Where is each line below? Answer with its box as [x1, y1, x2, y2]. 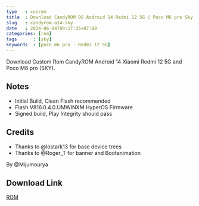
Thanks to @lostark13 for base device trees [14, 143, 122, 150]
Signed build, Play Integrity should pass [14, 110, 112, 117]
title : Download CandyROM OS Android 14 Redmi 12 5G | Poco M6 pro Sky [6, 14, 194, 20]
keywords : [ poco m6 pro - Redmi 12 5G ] [6, 42, 111, 48]
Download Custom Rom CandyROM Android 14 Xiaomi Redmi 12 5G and [6, 58, 182, 65]
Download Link [6, 178, 63, 188]
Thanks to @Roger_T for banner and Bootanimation [14, 149, 141, 156]
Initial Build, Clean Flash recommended [14, 97, 111, 104]
